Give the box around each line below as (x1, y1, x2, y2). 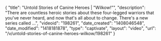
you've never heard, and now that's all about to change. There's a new (5, 15, 149, 20)
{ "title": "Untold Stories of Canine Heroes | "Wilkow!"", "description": (5, 5, 146, 10)
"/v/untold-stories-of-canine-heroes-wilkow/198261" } (5, 31, 116, 36)
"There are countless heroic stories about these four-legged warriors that (5, 10, 154, 16)
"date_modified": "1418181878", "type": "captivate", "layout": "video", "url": (5, 25, 157, 31)
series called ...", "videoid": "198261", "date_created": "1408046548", (5, 20, 145, 26)
